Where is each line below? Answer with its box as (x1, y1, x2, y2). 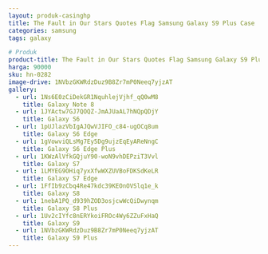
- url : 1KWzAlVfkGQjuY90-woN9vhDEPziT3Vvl (15, 153, 159, 161)
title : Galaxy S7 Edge (22, 175, 98, 183)
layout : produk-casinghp (8, 11, 91, 20)
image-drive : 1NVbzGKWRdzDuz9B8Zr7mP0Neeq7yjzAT (8, 77, 173, 86)
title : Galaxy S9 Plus (22, 234, 98, 242)
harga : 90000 (8, 63, 52, 72)
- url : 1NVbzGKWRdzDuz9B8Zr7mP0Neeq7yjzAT (15, 227, 159, 235)
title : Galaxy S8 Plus (22, 204, 98, 212)
